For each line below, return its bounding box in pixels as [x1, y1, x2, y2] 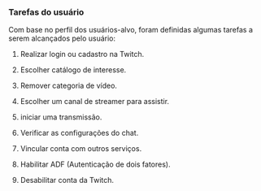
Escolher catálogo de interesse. [20, 65, 127, 75]
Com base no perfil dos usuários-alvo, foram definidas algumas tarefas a [8, 25, 254, 35]
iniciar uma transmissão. [20, 112, 102, 122]
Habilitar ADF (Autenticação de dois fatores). [20, 159, 171, 169]
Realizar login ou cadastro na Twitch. [20, 50, 145, 59]
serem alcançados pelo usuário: [8, 33, 116, 43]
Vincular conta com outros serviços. [20, 144, 142, 154]
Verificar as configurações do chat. [20, 128, 139, 138]
